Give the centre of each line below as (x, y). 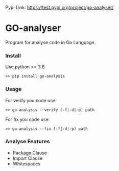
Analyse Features (28, 142)
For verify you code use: (31, 100)
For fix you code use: (28, 119)
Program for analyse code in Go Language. (51, 42)
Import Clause (28, 158)
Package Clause (30, 153)
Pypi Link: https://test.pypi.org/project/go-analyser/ (59, 7)
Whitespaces (27, 163)
